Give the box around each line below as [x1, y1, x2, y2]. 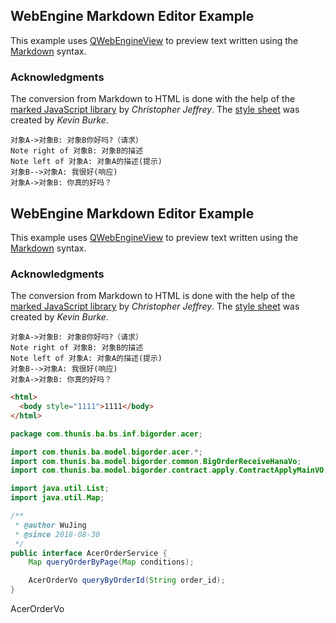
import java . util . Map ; [10, 493, 105, 503]
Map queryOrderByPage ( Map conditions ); [28, 557, 195, 568]
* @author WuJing [14, 520, 87, 530]
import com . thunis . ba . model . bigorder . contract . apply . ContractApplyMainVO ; [10, 465, 329, 476]
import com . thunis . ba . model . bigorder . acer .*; [10, 447, 203, 457]
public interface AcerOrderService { [10, 548, 168, 558]
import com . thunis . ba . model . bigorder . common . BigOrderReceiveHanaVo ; [10, 456, 302, 466]
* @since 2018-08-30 [14, 529, 101, 539]
